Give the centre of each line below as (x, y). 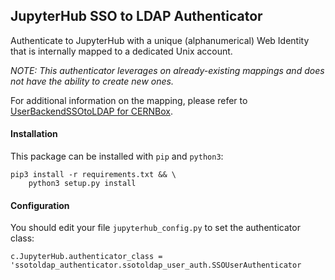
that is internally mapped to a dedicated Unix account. (121, 51)
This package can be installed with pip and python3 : (117, 156)
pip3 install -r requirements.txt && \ (93, 175)
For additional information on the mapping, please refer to (129, 100)
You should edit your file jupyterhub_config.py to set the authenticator (155, 228)
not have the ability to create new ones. (92, 81)
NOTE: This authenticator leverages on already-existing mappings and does (167, 70)
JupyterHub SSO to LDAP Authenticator (136, 16)
